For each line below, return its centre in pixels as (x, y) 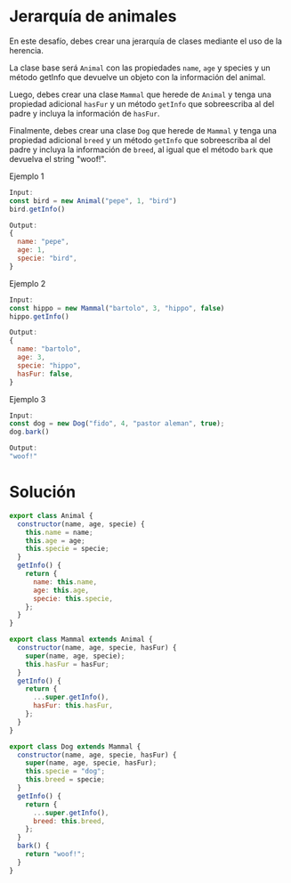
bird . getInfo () (37, 209)
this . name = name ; (59, 532)
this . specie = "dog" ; (65, 772)
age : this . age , (61, 590)
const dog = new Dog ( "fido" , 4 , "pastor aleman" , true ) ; (117, 424)
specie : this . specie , (73, 598)
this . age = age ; (56, 540)
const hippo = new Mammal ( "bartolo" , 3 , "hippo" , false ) (117, 308)
